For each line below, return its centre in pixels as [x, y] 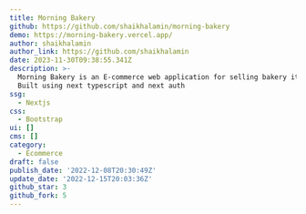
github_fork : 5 [38, 196]
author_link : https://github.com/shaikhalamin [99, 52]
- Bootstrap [41, 119]
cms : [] [24, 137]
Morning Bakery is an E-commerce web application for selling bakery [152, 77]
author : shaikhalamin [51, 43]
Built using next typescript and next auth [101, 86]
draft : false [34, 162]
